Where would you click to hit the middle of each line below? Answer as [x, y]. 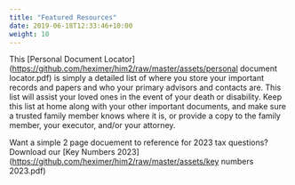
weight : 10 [29, 34]
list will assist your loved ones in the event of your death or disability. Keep [146, 97]
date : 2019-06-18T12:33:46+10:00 [71, 26]
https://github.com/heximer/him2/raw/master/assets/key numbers [133, 162]
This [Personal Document [56, 60]
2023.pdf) [28, 171]
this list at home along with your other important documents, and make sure [148, 107]
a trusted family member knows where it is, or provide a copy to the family [145, 116]
